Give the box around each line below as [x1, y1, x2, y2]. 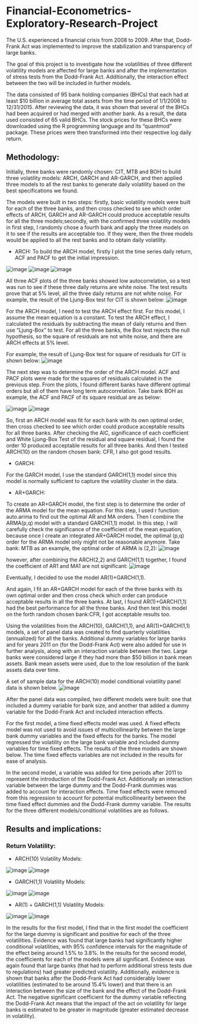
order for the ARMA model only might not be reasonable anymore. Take [6, 538, 181, 545]
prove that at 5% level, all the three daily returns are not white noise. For [6, 290, 182, 297]
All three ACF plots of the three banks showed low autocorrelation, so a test [6, 277, 191, 284]
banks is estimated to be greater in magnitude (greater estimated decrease [6, 1006, 189, 1013]
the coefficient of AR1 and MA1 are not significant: [6, 562, 128, 569]
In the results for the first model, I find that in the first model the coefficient [6, 924, 188, 931]
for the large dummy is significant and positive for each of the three [6, 931, 171, 938]
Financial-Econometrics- [6, 4, 132, 18]
